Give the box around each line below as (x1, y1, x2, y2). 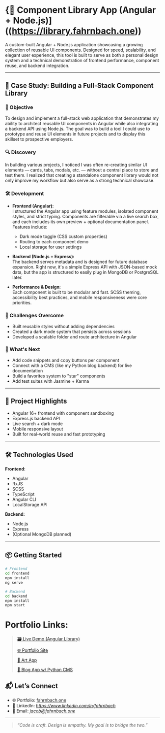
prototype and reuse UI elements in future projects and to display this (5, 131, 146, 137)
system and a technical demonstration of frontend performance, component (5, 57, 160, 63)
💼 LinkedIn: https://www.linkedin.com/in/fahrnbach (12, 703, 116, 708)
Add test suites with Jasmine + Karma (12, 378, 89, 384)
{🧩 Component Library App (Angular (5, 4, 156, 16)
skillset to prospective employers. (5, 136, 73, 142)
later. (12, 274, 23, 280)
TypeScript (12, 491, 35, 497)
